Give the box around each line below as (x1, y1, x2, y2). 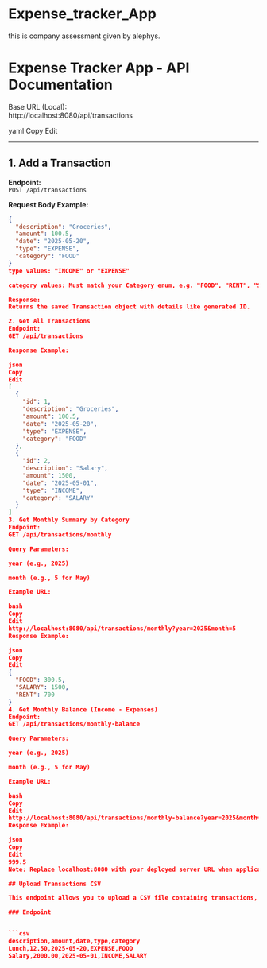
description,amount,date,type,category (8, 937, 141, 946)
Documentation (8, 76, 114, 94)
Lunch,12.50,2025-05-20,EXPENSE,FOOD (8, 944, 133, 952)
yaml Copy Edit (8, 126, 58, 135)
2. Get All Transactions (8, 317, 91, 326)
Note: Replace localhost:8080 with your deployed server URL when (8, 865, 233, 873)
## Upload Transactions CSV (8, 880, 102, 888)
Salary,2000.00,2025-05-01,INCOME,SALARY (8, 951, 148, 960)
